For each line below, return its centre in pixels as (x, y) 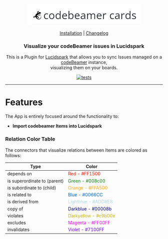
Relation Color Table (30, 139)
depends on (20, 174)
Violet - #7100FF (86, 229)
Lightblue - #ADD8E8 (91, 202)
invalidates (18, 229)
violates (15, 215)
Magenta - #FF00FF (89, 223)
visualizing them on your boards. (84, 68)
